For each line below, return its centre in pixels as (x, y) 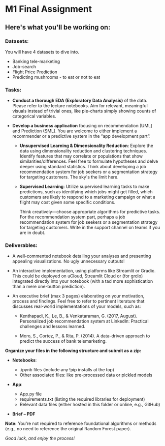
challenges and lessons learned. (52, 327)
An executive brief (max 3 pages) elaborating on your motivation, (78, 296)
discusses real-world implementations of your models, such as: (77, 306)
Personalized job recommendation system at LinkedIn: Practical (84, 321)
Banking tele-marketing (36, 61)
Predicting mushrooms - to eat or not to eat (56, 77)
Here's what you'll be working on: (58, 27)
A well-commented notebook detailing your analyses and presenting (82, 256)
